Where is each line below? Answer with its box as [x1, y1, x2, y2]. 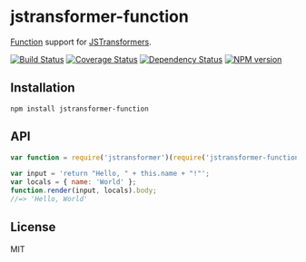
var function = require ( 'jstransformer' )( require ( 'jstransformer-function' [10, 152, 303, 162]
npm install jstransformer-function [10, 104, 149, 113]
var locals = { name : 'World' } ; [10, 178, 137, 187]
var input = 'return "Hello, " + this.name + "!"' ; [10, 170, 210, 179]
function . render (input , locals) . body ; [10, 186, 157, 196]
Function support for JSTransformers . [10, 36, 153, 47]
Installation [10, 80, 75, 96]
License [10, 219, 56, 235]
